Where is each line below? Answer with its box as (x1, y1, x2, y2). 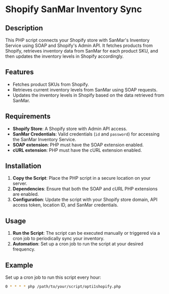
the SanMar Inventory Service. (12, 136, 76, 142)
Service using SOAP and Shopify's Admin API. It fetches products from (5, 43, 153, 49)
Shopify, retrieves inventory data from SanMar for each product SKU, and (5, 48, 158, 54)
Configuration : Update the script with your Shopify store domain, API (12, 196, 158, 203)
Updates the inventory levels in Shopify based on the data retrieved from (12, 92, 164, 98)
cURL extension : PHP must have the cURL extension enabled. (12, 147, 142, 153)
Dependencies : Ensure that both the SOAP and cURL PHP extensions (12, 186, 158, 192)
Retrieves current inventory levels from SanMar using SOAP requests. (12, 87, 158, 93)
